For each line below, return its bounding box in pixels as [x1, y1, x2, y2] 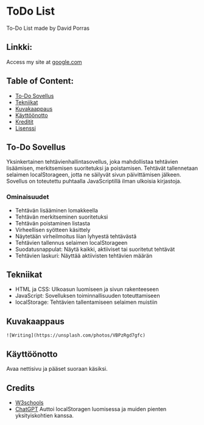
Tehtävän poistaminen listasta [15, 219, 90, 227]
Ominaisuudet [6, 193, 49, 202]
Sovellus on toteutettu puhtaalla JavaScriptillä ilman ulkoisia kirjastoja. [6, 178, 181, 185]
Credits [6, 382, 35, 393]
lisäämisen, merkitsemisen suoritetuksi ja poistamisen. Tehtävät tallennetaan [6, 164, 199, 172]
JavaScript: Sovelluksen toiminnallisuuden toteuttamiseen [15, 292, 160, 300]
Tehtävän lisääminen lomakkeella [15, 206, 99, 214]
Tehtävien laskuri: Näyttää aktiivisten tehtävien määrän [15, 251, 153, 259]
